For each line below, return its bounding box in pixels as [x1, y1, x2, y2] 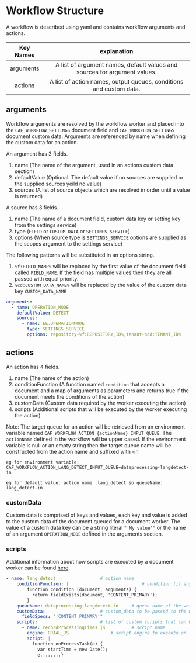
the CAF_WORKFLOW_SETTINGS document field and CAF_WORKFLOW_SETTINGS [6, 126, 175, 133]
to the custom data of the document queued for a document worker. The [6, 517, 181, 524]
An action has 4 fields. [6, 363, 60, 370]
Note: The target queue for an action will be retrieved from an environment [6, 423, 185, 430]
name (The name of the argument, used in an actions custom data [14, 161, 174, 168]
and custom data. [92, 85, 141, 93]
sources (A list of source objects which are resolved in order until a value [14, 186, 190, 194]
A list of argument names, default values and [55, 60, 178, 68]
